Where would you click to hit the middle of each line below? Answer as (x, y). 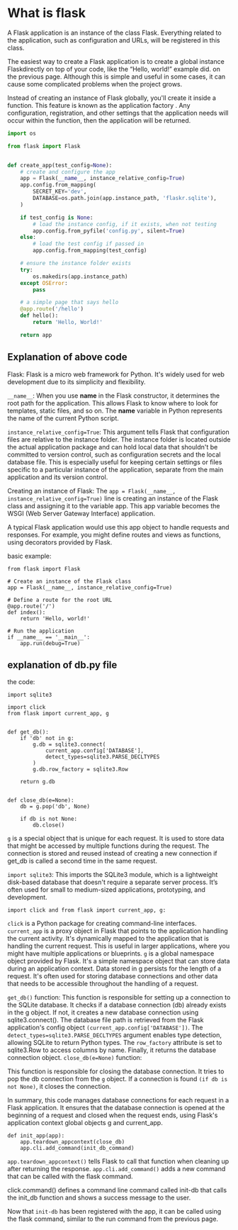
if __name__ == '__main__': (49, 637)
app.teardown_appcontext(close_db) (73, 1142)
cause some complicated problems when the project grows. (95, 84)
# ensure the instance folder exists (76, 264)
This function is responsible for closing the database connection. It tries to (116, 1071)
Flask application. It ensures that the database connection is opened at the (116, 1108)
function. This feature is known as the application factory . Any (99, 105)
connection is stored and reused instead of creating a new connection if (112, 854)
